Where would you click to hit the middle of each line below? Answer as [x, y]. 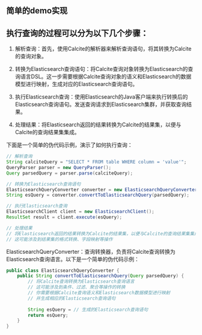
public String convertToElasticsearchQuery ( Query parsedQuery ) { [101, 276]
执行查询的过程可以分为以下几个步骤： [77, 33]
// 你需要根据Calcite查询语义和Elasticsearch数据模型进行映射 [99, 293]
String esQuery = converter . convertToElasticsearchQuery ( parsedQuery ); [98, 195]
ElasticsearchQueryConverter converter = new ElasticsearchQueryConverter [102, 189]
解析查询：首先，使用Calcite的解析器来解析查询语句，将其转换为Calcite [103, 49]
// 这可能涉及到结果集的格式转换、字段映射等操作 [60, 239]
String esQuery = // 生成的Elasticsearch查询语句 [88, 309]
